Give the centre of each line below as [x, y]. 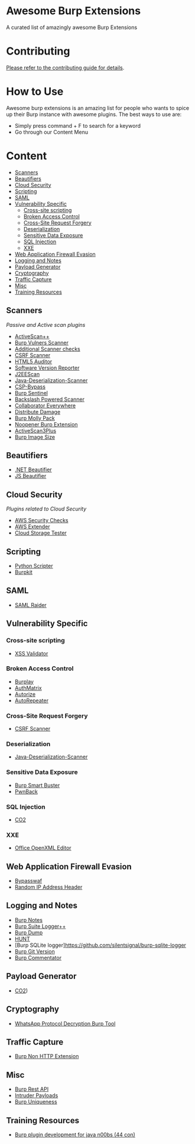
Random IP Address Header [48, 887]
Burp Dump [29, 932]
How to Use [35, 91]
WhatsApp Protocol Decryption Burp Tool [65, 1023]
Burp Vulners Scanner [42, 342]
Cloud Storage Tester [40, 533]
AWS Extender [32, 527]
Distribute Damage [38, 412]
